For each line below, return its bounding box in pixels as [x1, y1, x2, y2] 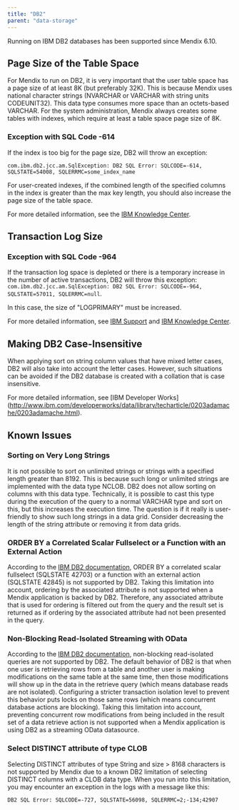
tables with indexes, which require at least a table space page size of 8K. [7, 114, 222, 123]
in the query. [7, 616, 45, 624]
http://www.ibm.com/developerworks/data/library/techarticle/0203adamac [9, 401, 230, 410]
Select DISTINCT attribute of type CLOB [7, 744, 148, 754]
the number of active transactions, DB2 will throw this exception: [7, 275, 198, 284]
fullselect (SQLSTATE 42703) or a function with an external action [7, 570, 201, 579]
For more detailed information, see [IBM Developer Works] [7, 393, 179, 402]
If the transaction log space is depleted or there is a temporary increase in [7, 268, 225, 277]
